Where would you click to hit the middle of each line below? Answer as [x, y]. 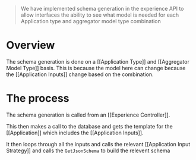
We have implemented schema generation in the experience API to [102, 9]
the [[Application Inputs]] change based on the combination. [80, 74]
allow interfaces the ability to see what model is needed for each [100, 15]
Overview [31, 46]
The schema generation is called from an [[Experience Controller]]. [88, 115]
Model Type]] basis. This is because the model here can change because [96, 68]
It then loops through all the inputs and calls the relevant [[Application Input [98, 144]
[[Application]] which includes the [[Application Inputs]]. [75, 133]
